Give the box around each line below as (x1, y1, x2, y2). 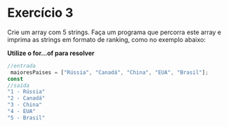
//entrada (7, 62, 36, 69)
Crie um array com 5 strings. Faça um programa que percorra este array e (7, 28, 222, 36)
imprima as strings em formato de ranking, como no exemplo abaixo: (7, 35, 206, 43)
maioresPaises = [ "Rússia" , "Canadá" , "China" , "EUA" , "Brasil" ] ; (10, 68, 209, 76)
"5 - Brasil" (7, 114, 46, 121)
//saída (7, 82, 30, 89)
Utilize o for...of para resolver (7, 49, 95, 57)
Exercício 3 (7, 5, 74, 21)
